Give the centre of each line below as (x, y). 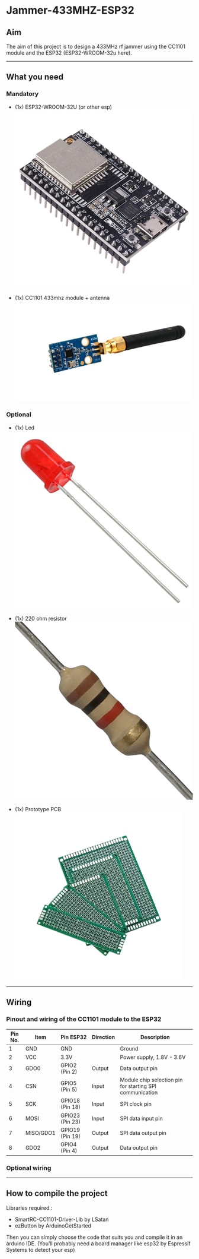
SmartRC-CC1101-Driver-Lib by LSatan (62, 1219)
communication (139, 1093)
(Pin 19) (71, 1136)
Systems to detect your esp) (41, 1249)
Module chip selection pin (151, 1080)
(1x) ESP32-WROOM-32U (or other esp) (63, 107)
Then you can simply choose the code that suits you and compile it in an (94, 1237)
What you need (35, 77)
